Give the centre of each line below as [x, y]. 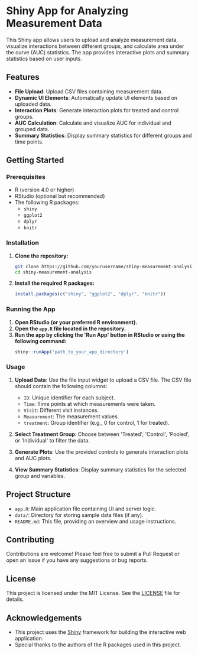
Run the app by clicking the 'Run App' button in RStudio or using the [100, 334]
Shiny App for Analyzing [67, 11]
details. [15, 599]
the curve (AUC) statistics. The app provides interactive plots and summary [98, 52]
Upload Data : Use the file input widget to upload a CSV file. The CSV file [103, 380]
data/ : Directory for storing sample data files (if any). [79, 515]
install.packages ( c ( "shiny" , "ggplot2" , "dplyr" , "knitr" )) [90, 294]
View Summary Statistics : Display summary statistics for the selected [100, 469]
